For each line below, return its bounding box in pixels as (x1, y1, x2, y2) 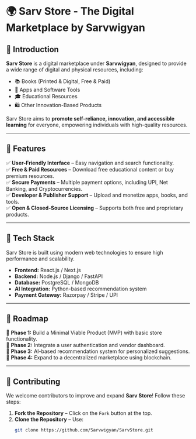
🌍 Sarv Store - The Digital (6, 5, 134, 18)
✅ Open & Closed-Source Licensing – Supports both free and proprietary (6, 204, 184, 211)
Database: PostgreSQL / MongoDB (14, 279, 99, 286)
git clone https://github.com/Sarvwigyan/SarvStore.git (14, 427, 153, 433)
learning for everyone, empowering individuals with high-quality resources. (6, 121, 188, 128)
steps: (6, 399, 21, 406)
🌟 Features (6, 144, 46, 154)
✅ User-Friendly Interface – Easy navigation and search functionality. (6, 159, 174, 166)
